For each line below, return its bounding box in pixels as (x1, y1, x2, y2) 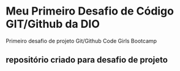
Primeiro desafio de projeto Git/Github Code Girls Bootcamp (6, 37, 157, 44)
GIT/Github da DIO (6, 17, 100, 31)
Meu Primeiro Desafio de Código (6, 4, 174, 18)
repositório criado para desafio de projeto (6, 55, 168, 65)
